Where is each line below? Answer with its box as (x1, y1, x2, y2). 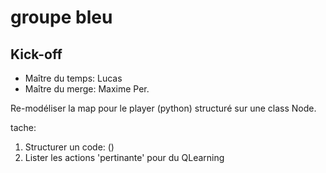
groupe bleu (10, 6, 113, 29)
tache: (10, 122, 37, 133)
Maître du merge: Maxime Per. (24, 83, 150, 95)
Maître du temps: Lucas (24, 72, 123, 84)
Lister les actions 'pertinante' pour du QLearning (24, 152, 225, 163)
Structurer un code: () (24, 141, 115, 153)
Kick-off (10, 46, 63, 63)
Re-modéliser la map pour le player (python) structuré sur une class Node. (10, 102, 317, 114)
